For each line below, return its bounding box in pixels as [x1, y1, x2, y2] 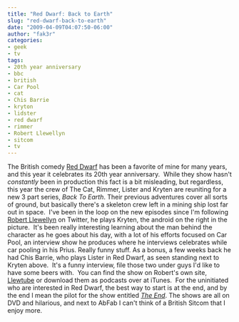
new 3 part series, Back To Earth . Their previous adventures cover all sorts [7, 193, 228, 202]
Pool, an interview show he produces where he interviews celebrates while [7, 238, 228, 246]
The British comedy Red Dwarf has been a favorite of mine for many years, [7, 162, 228, 171]
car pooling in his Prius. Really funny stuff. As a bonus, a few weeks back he [7, 246, 232, 254]
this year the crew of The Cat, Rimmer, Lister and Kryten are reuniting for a [7, 185, 227, 194]
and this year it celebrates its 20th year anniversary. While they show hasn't [7, 170, 232, 179]
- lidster [7, 110, 37, 117]
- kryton [7, 103, 34, 110]
